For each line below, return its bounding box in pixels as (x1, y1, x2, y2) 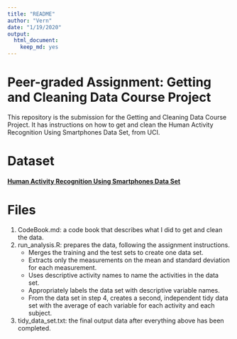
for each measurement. (28, 263, 97, 271)
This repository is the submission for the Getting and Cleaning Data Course (7, 113, 227, 121)
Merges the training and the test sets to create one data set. (28, 248, 204, 256)
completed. (17, 323, 51, 332)
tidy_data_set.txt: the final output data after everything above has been (17, 316, 225, 325)
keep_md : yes (20, 43, 59, 51)
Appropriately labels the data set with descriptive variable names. (28, 286, 220, 294)
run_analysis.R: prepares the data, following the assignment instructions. (17, 240, 231, 249)
